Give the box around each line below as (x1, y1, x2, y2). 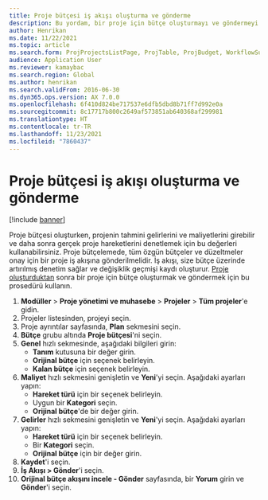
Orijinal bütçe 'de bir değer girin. (32, 407, 139, 416)
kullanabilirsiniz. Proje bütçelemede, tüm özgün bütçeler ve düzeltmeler (9, 248, 243, 257)
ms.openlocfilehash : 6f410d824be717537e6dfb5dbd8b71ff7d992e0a (9, 100, 223, 108)
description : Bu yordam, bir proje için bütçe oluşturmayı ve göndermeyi (9, 19, 259, 27)
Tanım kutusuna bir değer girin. (32, 347, 136, 357)
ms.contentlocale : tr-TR (9, 123, 91, 131)
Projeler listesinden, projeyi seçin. (20, 314, 132, 323)
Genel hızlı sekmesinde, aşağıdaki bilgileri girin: (20, 339, 177, 349)
